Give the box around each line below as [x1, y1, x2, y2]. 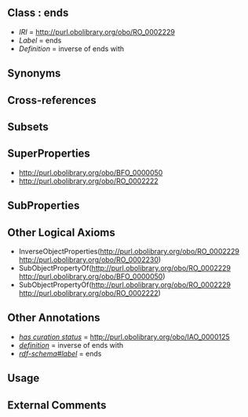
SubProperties [7, 199, 80, 212]
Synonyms [7, 67, 61, 80]
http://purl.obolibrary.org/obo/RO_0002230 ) [18, 255, 162, 264]
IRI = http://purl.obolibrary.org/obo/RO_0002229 [18, 27, 176, 36]
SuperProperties [7, 147, 91, 161]
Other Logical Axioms [7, 226, 115, 239]
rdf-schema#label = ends [18, 349, 102, 358]
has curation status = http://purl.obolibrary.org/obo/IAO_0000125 [18, 332, 231, 341]
